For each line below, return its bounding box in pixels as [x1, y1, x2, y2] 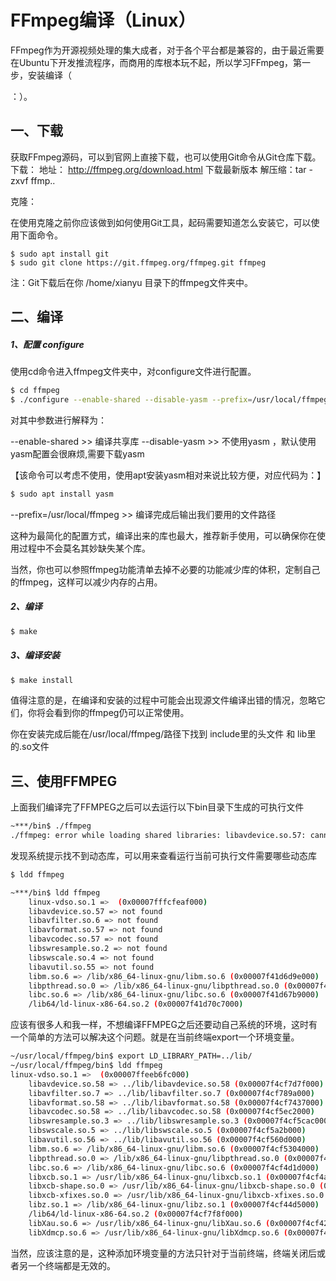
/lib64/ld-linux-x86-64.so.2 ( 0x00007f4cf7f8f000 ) [28, 1209, 244, 1220]
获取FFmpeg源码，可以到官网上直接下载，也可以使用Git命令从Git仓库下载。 [10, 151, 322, 163]
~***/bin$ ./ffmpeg [10, 821, 92, 831]
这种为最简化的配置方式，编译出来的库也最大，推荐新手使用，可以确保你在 [10, 529, 317, 541]
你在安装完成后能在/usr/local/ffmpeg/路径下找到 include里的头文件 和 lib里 [10, 728, 317, 740]
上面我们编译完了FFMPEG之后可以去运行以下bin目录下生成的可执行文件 [10, 801, 305, 813]
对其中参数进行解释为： [10, 414, 107, 426]
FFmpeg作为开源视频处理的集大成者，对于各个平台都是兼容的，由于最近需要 [10, 44, 325, 56]
